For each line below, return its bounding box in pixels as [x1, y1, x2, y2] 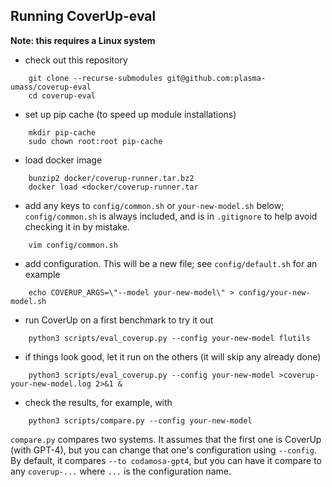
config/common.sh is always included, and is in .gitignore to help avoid [24, 210, 318, 222]
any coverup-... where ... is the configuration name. [10, 465, 232, 477]
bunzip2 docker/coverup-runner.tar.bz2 [28, 173, 195, 183]
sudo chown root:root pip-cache [28, 136, 163, 146]
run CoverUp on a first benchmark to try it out [24, 314, 214, 326]
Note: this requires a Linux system [10, 34, 156, 46]
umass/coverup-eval [10, 82, 92, 92]
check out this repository [24, 54, 128, 66]
